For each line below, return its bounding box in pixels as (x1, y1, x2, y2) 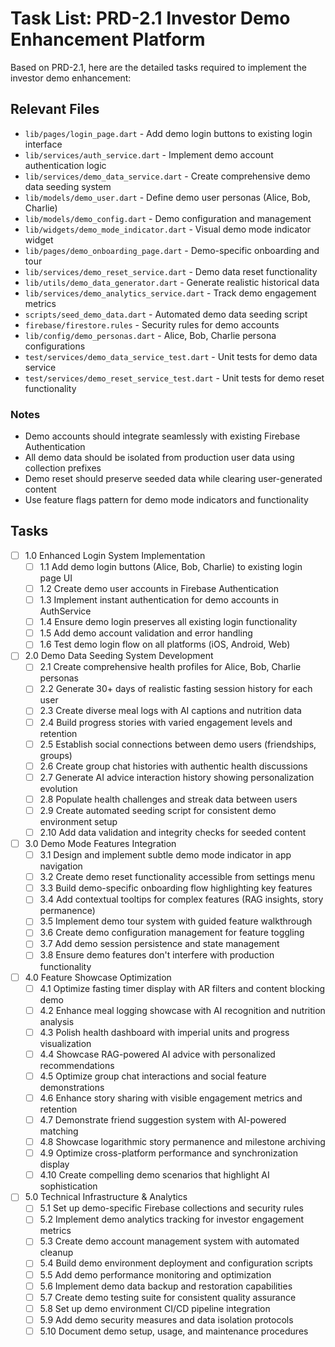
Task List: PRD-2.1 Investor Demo (10, 7, 291, 30)
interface (24, 138, 63, 150)
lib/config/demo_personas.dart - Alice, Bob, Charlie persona (24, 329, 277, 341)
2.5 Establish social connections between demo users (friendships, (39, 738, 317, 750)
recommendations (39, 1059, 115, 1071)
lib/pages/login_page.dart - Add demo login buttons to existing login (24, 127, 313, 139)
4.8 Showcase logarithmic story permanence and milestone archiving (39, 1136, 326, 1148)
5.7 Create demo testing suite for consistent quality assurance (39, 1291, 297, 1303)
